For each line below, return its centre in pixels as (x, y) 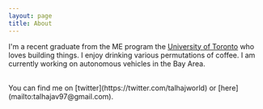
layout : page (30, 16)
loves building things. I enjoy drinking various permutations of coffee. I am (132, 55)
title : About (30, 23)
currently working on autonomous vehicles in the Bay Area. (107, 63)
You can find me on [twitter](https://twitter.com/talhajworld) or (112, 88)
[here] (228, 88)
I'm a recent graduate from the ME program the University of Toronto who (131, 46)
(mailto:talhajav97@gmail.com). (61, 96)
